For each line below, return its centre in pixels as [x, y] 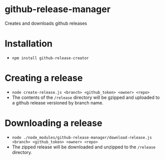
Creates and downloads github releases [46, 23]
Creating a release [44, 78]
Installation [29, 44]
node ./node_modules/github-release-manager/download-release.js [82, 137]
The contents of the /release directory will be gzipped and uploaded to [86, 97]
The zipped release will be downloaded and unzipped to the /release [84, 147]
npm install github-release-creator [50, 58]
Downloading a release [54, 123]
